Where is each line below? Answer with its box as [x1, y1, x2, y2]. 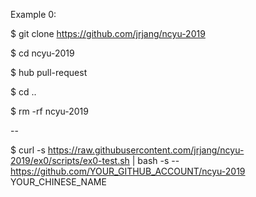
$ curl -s [10, 144, 46, 156]
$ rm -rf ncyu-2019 [10, 105, 89, 117]
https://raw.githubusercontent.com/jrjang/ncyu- [47, 144, 245, 156]
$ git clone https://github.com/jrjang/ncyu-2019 [10, 28, 206, 39]
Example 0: [10, 9, 57, 20]
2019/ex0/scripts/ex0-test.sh [10, 155, 130, 166]
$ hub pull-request [10, 67, 88, 78]
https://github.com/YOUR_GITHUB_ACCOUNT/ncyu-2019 [10, 165, 246, 177]
